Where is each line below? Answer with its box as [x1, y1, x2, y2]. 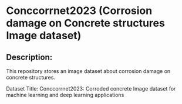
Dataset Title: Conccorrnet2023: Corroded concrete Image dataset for [6, 85, 176, 92]
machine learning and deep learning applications [6, 92, 124, 98]
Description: [6, 52, 53, 62]
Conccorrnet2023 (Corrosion [6, 4, 153, 18]
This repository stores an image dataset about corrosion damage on [6, 68, 171, 74]
